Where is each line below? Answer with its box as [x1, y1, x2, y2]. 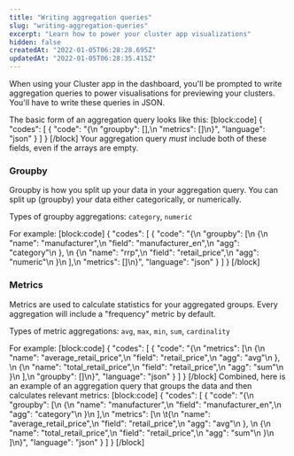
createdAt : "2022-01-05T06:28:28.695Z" [9, 46, 157, 55]
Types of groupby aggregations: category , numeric [9, 212, 193, 222]
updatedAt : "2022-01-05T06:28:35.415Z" [9, 54, 157, 63]
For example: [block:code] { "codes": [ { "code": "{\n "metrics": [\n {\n [9, 343, 266, 353]
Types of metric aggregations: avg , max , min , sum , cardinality [9, 325, 230, 336]
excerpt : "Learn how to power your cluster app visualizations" [9, 29, 251, 38]
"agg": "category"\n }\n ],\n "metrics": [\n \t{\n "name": [9, 408, 211, 419]
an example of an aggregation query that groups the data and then [9, 380, 252, 390]
